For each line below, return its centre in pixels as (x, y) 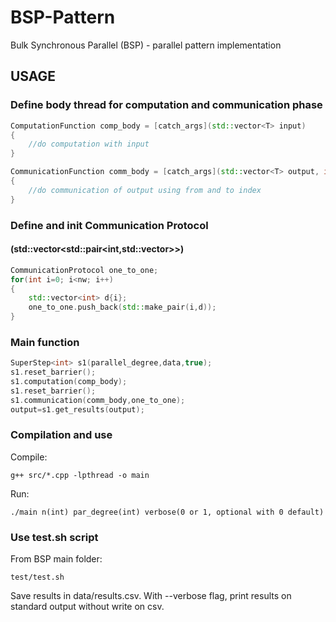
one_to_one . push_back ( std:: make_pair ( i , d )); (122, 307)
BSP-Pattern (63, 17)
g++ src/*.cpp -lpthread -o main (80, 475)
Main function (45, 342)
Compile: (29, 457)
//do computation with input (89, 144)
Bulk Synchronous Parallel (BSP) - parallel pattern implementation (146, 45)
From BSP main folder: (56, 559)
